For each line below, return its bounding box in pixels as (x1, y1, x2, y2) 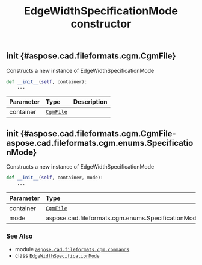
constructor (70, 17, 132, 31)
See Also (6, 232, 33, 240)
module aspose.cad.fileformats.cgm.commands (14, 246, 130, 253)
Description (73, 98, 108, 106)
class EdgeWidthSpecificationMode (14, 252, 100, 260)
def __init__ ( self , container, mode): (6, 175, 103, 181)
